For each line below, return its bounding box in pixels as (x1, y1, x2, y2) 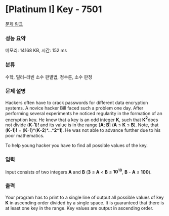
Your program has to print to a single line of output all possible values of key (5, 194, 164, 200)
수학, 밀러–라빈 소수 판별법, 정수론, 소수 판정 (5, 74, 93, 80)
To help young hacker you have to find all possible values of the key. (5, 142, 148, 149)
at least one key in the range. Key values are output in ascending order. (5, 205, 153, 211)
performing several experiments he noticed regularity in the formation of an (5, 110, 163, 116)
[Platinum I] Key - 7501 (5, 4, 102, 15)
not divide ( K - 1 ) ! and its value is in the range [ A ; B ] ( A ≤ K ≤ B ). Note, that (5, 122, 159, 128)
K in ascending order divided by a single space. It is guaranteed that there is (5, 199, 164, 206)
